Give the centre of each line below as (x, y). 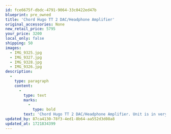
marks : (31, 100)
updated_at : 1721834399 (31, 124)
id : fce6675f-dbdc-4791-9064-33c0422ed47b (51, 10)
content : (24, 86)
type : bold (44, 110)
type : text (35, 95)
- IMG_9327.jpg (26, 57)
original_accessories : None (35, 24)
